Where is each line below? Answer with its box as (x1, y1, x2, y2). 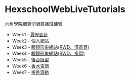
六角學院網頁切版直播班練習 (5, 21, 63, 27)
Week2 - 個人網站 (12, 38, 49, 44)
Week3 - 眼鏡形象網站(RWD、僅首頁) (12, 44, 90, 50)
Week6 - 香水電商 (12, 63, 49, 69)
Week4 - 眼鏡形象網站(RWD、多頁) (12, 50, 85, 56)
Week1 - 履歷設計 (12, 31, 49, 37)
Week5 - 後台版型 (12, 56, 49, 62)
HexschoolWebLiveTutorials (5, 4, 125, 15)
